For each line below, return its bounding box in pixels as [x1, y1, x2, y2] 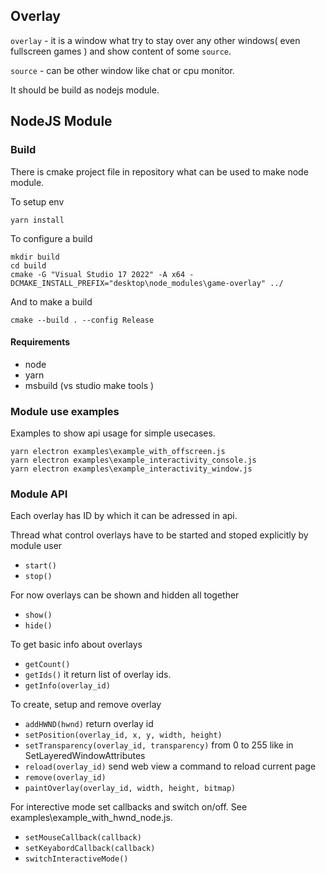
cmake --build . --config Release [10, 315, 155, 325]
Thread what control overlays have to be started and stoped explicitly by [10, 529, 309, 541]
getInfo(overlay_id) [24, 681, 111, 691]
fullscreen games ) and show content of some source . [10, 45, 232, 57]
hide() [24, 621, 53, 631]
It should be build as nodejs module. [10, 84, 160, 96]
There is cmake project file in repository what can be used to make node [10, 165, 309, 178]
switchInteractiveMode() [24, 854, 129, 864]
